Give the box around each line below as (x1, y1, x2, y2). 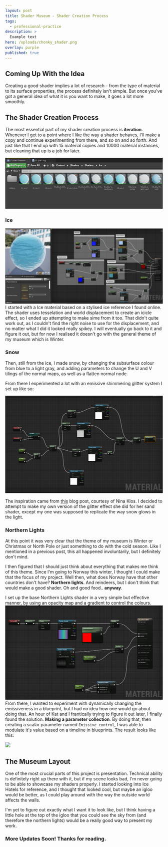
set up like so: (5, 386, 34, 392)
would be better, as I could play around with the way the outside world (5, 791, 150, 797)
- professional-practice (9, 24, 61, 29)
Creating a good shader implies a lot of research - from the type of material (5, 83, 160, 89)
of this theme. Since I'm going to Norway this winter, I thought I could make (5, 569, 160, 575)
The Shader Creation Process (5, 113, 99, 122)
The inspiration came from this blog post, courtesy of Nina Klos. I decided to (5, 498, 162, 504)
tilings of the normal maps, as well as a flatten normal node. (5, 371, 128, 377)
